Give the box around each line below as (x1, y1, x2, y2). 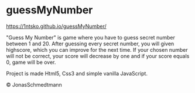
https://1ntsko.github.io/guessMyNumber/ (6, 23, 107, 30)
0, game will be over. (6, 59, 56, 66)
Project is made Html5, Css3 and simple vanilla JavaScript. (6, 70, 148, 77)
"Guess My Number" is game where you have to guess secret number (6, 34, 176, 41)
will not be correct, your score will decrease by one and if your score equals (6, 52, 190, 59)
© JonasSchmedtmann (6, 81, 63, 88)
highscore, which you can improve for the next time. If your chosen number (6, 46, 189, 53)
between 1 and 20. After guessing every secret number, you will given (6, 40, 175, 47)
